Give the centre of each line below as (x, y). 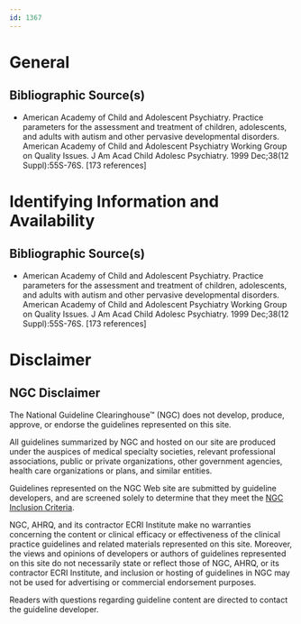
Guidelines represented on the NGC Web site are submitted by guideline (143, 488)
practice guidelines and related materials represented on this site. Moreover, (151, 544)
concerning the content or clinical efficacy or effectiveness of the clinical (145, 534)
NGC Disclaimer (55, 393)
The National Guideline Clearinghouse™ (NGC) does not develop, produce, (147, 415)
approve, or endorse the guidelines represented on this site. (120, 424)
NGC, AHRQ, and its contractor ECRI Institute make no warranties (130, 525)
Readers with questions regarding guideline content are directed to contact (149, 600)
